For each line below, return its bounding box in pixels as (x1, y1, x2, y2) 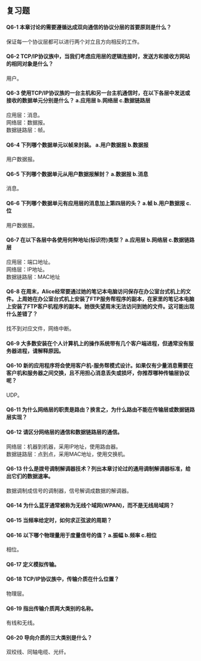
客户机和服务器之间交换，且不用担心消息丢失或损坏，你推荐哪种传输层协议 (6, 370, 190, 377)
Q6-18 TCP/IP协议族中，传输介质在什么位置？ (6, 575, 120, 583)
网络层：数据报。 (6, 119, 48, 126)
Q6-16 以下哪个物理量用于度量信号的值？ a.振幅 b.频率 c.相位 (6, 531, 157, 538)
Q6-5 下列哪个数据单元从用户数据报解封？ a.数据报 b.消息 (6, 170, 148, 178)
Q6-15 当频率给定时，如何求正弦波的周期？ (6, 517, 112, 523)
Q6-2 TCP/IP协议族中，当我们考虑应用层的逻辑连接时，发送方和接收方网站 (6, 53, 190, 60)
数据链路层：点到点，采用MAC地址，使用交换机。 (6, 450, 129, 458)
